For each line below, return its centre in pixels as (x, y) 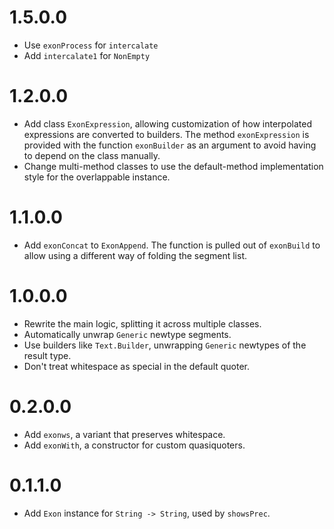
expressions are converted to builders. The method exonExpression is (166, 134)
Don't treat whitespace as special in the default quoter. (137, 366)
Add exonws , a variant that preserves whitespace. (124, 434)
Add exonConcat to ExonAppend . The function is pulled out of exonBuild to (172, 245)
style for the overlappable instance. (97, 177)
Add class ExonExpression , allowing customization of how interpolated (167, 123)
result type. (47, 355)
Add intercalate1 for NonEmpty (87, 55)
